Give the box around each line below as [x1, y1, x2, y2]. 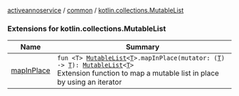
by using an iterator [57, 78, 122, 87]
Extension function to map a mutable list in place [57, 68, 219, 78]
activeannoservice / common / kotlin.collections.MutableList [7, 6, 184, 14]
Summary [125, 42, 160, 52]
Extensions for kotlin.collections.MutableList [7, 23, 166, 33]
